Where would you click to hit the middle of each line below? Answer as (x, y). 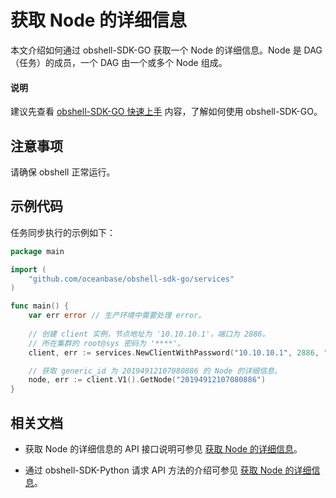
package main (37, 251)
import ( (28, 269)
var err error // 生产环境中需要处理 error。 (117, 316)
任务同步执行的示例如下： (63, 232)
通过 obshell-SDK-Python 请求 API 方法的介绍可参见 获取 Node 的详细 (168, 470)
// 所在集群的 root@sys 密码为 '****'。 (106, 343)
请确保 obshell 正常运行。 (63, 172)
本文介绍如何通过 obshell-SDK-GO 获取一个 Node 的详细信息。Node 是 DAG (166, 50)
